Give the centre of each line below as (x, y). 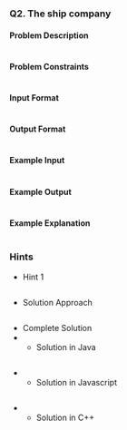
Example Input (37, 161)
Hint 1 (33, 277)
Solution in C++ (65, 417)
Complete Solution (57, 327)
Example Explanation (50, 223)
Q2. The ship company (60, 14)
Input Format (34, 97)
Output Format (38, 129)
